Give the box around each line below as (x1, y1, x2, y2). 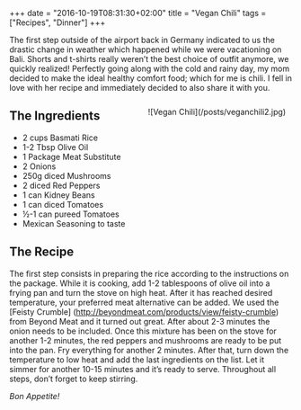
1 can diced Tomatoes (22, 199, 104, 209)
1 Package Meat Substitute (22, 151, 121, 162)
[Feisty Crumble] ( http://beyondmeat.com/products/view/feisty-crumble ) (9, 306, 279, 317)
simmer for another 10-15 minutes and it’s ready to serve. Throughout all (9, 363, 277, 374)
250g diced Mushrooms (22, 170, 111, 181)
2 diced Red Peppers (22, 180, 101, 191)
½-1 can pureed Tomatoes (22, 209, 120, 219)
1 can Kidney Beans (22, 189, 96, 201)
